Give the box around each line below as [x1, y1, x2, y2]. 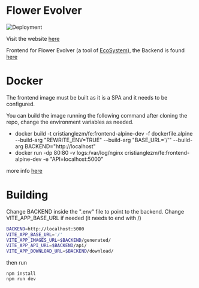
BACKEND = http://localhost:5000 [6, 226, 85, 232]
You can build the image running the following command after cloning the [6, 112, 188, 119]
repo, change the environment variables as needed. [6, 118, 134, 125]
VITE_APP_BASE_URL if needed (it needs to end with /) [6, 214, 142, 221]
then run [6, 259, 28, 266]
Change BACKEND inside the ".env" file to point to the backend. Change [6, 208, 185, 215]
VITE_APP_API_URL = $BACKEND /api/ [6, 242, 87, 249]
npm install [6, 271, 36, 277]
